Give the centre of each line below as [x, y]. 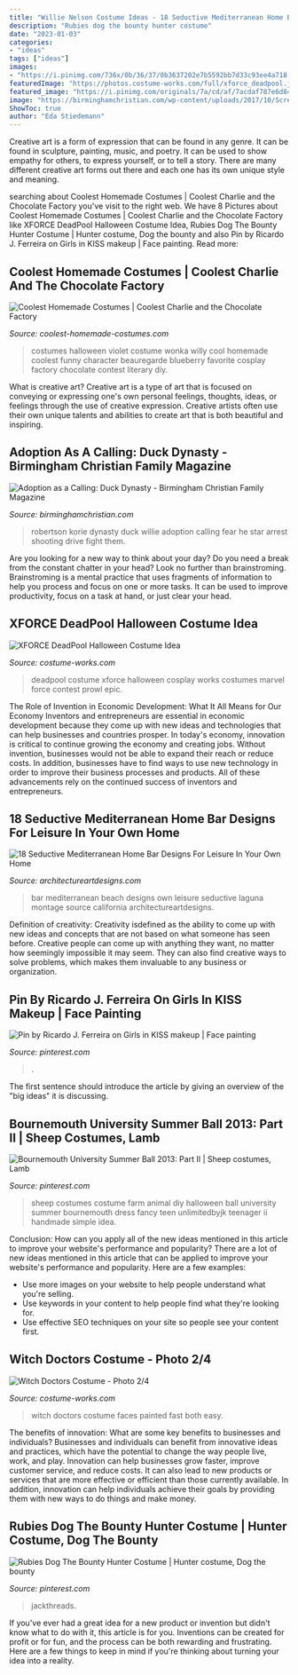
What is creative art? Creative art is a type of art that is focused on [131, 386]
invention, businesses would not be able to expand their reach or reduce [141, 753]
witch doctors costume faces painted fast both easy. [127, 1415]
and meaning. [34, 179]
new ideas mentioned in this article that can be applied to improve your [139, 1258]
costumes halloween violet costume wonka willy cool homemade [149, 351]
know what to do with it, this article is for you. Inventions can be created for [147, 1632]
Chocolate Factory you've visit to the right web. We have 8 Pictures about [144, 206]
